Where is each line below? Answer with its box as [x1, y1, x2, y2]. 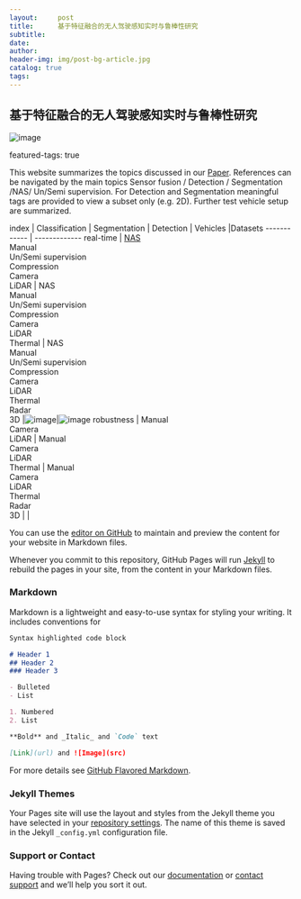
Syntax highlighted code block [9, 633, 127, 642]
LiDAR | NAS [9, 280, 56, 291]
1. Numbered [9, 708, 54, 717]
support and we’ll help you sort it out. [9, 879, 147, 890]
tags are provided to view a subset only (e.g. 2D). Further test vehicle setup [9, 195, 289, 206]
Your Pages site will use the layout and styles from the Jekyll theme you [9, 807, 276, 818]
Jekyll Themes [9, 787, 75, 800]
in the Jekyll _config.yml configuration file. [9, 826, 168, 838]
